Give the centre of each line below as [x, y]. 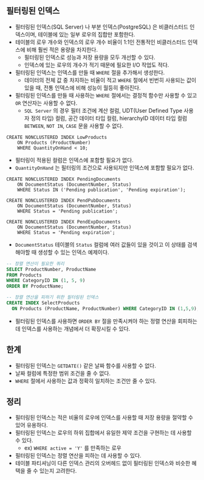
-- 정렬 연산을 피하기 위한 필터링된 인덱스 [53, 297]
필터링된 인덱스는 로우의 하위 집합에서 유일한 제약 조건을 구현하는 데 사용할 [104, 433]
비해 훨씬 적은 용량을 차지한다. [62, 49]
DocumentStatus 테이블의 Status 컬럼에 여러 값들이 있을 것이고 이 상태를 [100, 244]
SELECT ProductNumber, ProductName [51, 269]
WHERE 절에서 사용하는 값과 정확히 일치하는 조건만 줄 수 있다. [86, 381]
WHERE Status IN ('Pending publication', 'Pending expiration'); [102, 190]
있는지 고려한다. [58, 471]
